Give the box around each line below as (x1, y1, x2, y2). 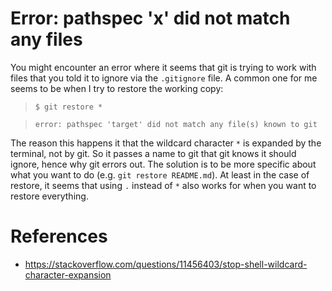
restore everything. (10, 190, 89, 202)
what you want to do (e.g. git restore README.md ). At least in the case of (10, 168, 310, 181)
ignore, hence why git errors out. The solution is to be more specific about (10, 158, 317, 170)
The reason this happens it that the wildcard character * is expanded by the (10, 137, 322, 149)
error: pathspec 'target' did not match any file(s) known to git (34, 119, 318, 129)
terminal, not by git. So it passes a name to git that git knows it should (10, 147, 297, 159)
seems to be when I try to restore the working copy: (10, 82, 224, 94)
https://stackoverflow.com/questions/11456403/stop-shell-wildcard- (24, 258, 308, 270)
